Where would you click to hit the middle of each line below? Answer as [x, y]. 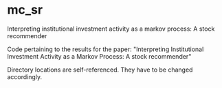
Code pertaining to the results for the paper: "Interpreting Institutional [106, 49]
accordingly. [25, 76]
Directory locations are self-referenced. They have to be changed [100, 70]
